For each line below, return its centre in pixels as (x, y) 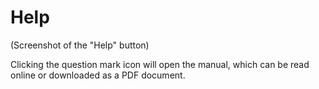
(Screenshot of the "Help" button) (80, 45)
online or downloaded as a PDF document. (98, 75)
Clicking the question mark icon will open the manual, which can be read (160, 64)
